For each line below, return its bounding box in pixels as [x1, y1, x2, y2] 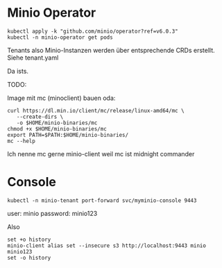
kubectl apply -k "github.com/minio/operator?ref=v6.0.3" [7, 28, 178, 35]
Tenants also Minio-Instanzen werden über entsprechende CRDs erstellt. [7, 46, 215, 54]
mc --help [7, 137, 36, 144]
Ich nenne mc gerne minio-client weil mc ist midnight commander [7, 149, 195, 158]
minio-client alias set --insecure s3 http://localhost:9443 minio [7, 242, 207, 249]
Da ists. [7, 67, 29, 75]
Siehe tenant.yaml [7, 53, 59, 62]
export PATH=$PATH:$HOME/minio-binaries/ [7, 131, 129, 138]
